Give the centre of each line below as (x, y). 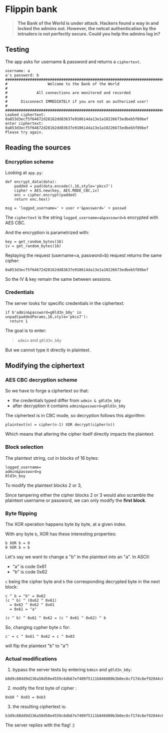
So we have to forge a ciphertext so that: (47, 391)
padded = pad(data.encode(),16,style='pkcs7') (63, 187)
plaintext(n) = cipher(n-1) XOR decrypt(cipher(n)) (60, 425)
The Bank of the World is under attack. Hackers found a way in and (88, 23)
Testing (17, 49)
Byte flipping (21, 513)
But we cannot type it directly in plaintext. (48, 350)
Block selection (24, 447)
